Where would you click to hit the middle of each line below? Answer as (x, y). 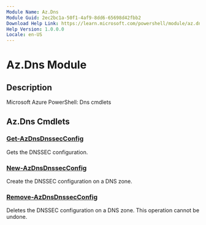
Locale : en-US (25, 35)
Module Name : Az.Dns (33, 12)
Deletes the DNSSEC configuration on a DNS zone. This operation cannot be (103, 210)
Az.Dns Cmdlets (38, 121)
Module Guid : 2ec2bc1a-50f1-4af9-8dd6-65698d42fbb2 (74, 18)
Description (29, 87)
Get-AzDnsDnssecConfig (45, 139)
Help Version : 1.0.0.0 (35, 29)
